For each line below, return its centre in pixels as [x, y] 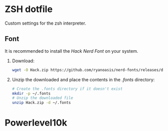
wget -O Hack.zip [30, 70]
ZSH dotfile [29, 9]
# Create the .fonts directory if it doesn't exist [67, 89]
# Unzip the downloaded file [43, 98]
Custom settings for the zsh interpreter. [46, 23]
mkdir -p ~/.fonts [31, 93]
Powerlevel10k [36, 123]
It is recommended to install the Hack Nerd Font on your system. [72, 51]
